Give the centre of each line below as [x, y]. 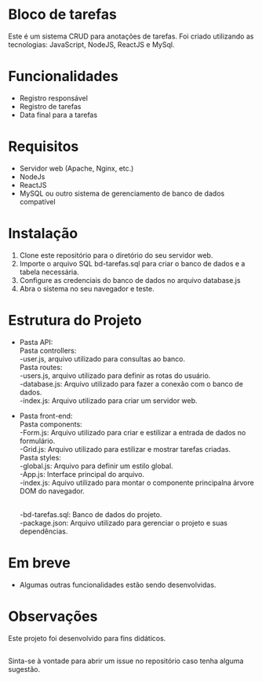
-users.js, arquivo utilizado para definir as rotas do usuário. [115, 376]
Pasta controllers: [48, 350]
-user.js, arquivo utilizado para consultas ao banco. [102, 358]
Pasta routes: [41, 367]
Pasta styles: [40, 457]
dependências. [44, 531]
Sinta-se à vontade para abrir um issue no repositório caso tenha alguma [126, 661]
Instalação [43, 233]
